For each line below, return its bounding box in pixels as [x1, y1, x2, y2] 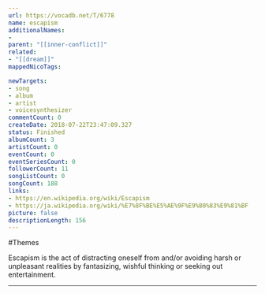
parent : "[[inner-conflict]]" [8, 41, 108, 49]
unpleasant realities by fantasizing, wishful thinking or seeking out [8, 262, 223, 271]
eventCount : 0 [8, 151, 55, 158]
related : [8, 48, 37, 56]
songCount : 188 [8, 180, 58, 188]
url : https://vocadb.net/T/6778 [8, 11, 114, 20]
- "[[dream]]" [8, 56, 55, 64]
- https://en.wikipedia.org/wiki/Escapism [8, 194, 150, 202]
